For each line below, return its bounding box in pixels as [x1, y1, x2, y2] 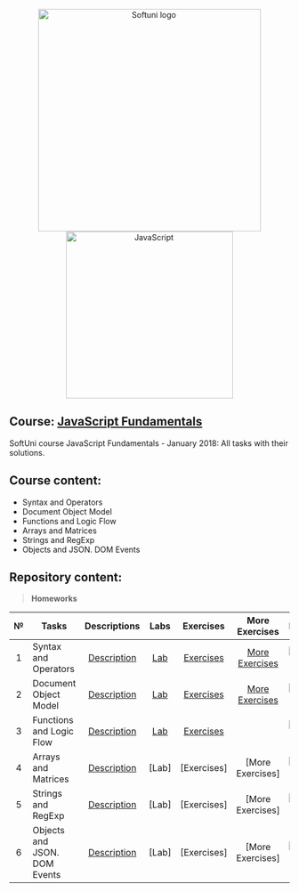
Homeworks [30, 593, 77, 604]
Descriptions [84, 620, 141, 632]
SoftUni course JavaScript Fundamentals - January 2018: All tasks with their [9, 437, 289, 449]
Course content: [9, 473, 102, 489]
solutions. [9, 447, 45, 458]
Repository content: [9, 570, 123, 585]
